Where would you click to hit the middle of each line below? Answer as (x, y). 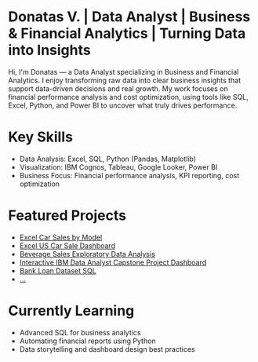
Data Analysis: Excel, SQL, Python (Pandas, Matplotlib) (108, 159)
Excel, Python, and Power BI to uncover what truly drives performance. (123, 105)
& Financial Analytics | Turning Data (127, 33)
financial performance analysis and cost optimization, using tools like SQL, (128, 97)
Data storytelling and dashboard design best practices (107, 349)
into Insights (50, 50)
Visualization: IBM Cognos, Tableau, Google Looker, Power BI (118, 167)
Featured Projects (67, 216)
